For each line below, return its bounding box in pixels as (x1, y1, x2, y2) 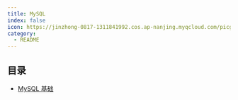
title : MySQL (7, 10, 46, 18)
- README (13, 37, 40, 44)
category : (7, 30, 37, 37)
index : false (7, 17, 46, 24)
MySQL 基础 (17, 84, 54, 92)
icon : (7, 23, 23, 30)
